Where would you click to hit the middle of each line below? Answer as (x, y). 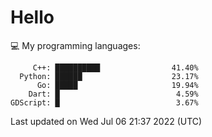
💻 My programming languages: (75, 45)
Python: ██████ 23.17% (109, 76)
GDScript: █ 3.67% (104, 102)
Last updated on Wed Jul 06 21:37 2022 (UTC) (106, 121)
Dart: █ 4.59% (113, 94)
